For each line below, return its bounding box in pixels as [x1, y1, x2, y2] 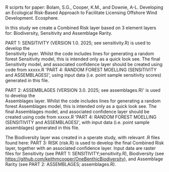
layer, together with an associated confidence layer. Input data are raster [5, 145, 156, 151]
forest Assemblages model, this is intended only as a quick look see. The [5, 103, 157, 109]
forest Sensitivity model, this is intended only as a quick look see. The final [5, 56, 160, 62]
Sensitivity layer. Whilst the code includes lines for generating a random [5, 50, 154, 56]
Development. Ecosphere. [5, 15, 59, 21]
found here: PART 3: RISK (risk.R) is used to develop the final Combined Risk [5, 140, 164, 146]
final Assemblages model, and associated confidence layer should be [5, 108, 150, 114]
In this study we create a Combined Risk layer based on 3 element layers [5, 25, 156, 31]
